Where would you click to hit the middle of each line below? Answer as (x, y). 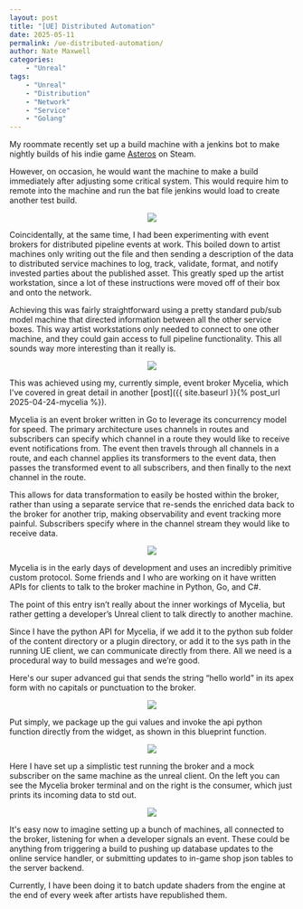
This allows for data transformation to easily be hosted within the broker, (144, 495)
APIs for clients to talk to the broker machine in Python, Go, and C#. (135, 587)
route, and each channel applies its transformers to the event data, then (143, 459)
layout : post (34, 18)
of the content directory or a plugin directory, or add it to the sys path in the (150, 641)
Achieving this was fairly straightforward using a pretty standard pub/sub (146, 310)
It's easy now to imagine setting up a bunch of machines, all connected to (147, 829)
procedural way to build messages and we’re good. (105, 660)
